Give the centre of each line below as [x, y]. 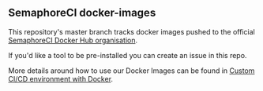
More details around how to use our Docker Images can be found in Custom [131, 71]
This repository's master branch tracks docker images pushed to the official [131, 31]
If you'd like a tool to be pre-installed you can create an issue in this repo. [128, 55]
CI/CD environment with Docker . [60, 78]
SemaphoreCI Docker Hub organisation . [73, 40]
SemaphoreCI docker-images [82, 13]
